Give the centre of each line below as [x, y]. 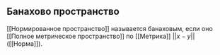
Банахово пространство [63, 12]
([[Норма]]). [25, 43]
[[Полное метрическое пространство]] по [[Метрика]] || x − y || [101, 36]
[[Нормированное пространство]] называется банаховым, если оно [110, 28]
